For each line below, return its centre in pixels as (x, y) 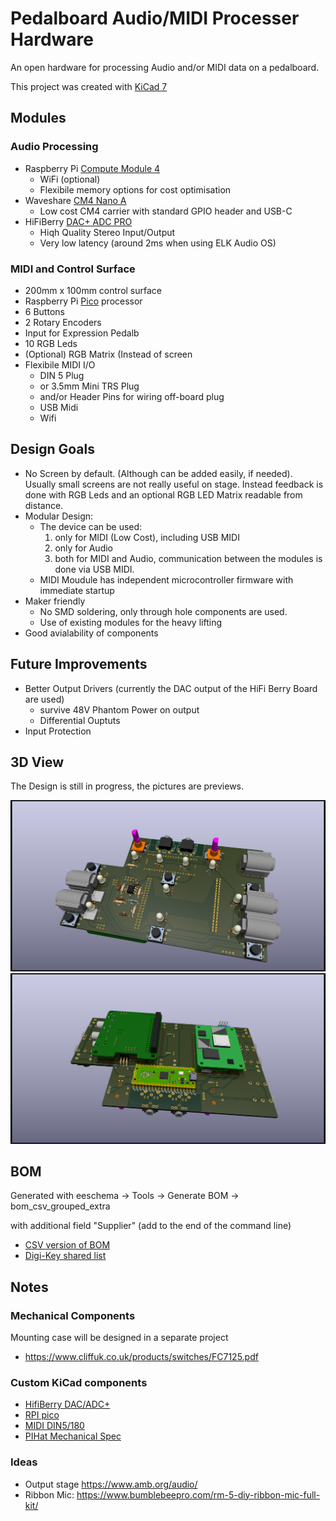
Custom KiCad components (79, 1383)
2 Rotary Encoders (63, 322)
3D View (37, 762)
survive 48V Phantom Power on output (119, 709)
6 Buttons (44, 311)
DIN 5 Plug (62, 375)
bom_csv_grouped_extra (60, 1206)
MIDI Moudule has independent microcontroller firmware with (166, 579)
